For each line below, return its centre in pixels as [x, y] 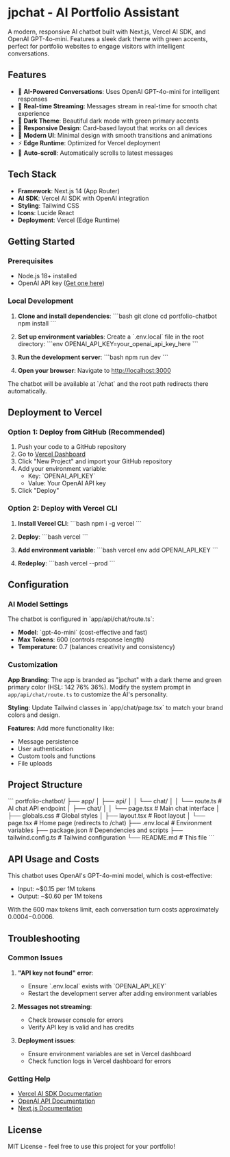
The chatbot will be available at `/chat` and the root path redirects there [108, 383]
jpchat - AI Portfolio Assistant [94, 13]
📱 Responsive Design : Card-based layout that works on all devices [112, 127]
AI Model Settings [38, 604]
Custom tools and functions [57, 756]
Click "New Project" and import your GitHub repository [95, 461]
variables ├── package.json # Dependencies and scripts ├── [95, 830]
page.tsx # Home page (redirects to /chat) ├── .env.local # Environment [110, 823]
